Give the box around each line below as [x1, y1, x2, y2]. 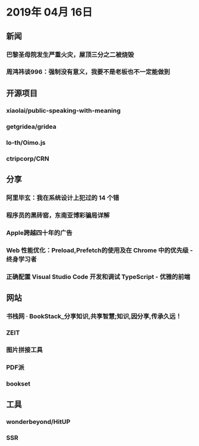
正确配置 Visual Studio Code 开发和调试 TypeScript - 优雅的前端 [6, 272, 191, 281]
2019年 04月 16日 [6, 5, 93, 19]
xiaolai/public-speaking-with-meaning [6, 106, 121, 114]
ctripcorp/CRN [6, 154, 49, 163]
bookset [6, 379, 31, 388]
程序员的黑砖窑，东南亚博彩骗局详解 [6, 211, 110, 219]
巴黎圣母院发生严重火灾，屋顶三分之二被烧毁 [6, 50, 134, 58]
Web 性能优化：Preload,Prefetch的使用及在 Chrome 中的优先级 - [6, 246, 193, 254]
